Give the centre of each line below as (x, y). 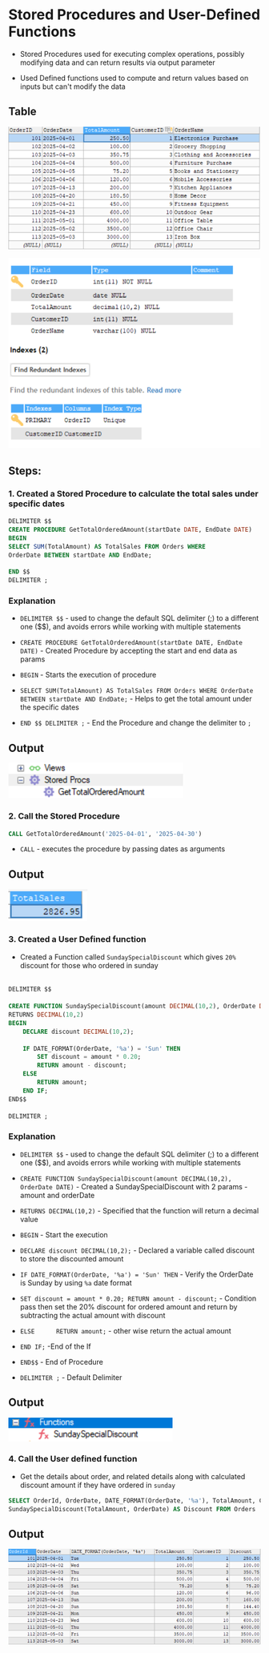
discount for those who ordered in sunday (89, 965)
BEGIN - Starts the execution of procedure (88, 675)
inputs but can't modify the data (72, 86)
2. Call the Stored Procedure (64, 816)
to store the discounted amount (72, 1258)
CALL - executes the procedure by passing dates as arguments (122, 849)
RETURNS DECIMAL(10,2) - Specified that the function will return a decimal (139, 1210)
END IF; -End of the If (55, 1346)
